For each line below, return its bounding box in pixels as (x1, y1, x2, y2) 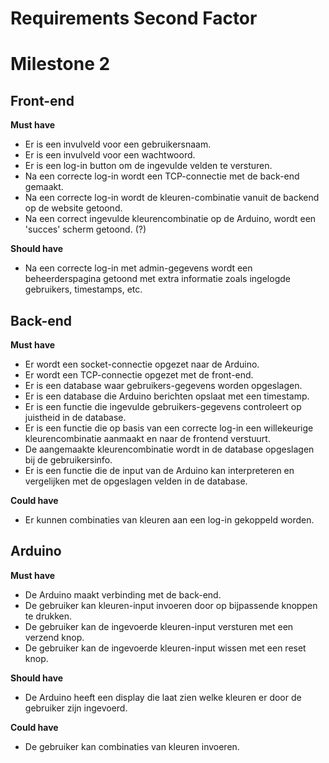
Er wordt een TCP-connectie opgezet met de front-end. (24, 369, 254, 381)
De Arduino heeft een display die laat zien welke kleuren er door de (24, 691, 302, 703)
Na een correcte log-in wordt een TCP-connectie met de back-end (24, 170, 300, 182)
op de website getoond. (24, 202, 123, 214)
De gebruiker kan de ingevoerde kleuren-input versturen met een (24, 620, 294, 632)
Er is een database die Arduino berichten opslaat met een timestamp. (24, 390, 310, 402)
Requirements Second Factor (10, 7, 258, 30)
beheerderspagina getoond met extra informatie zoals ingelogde (24, 273, 291, 285)
